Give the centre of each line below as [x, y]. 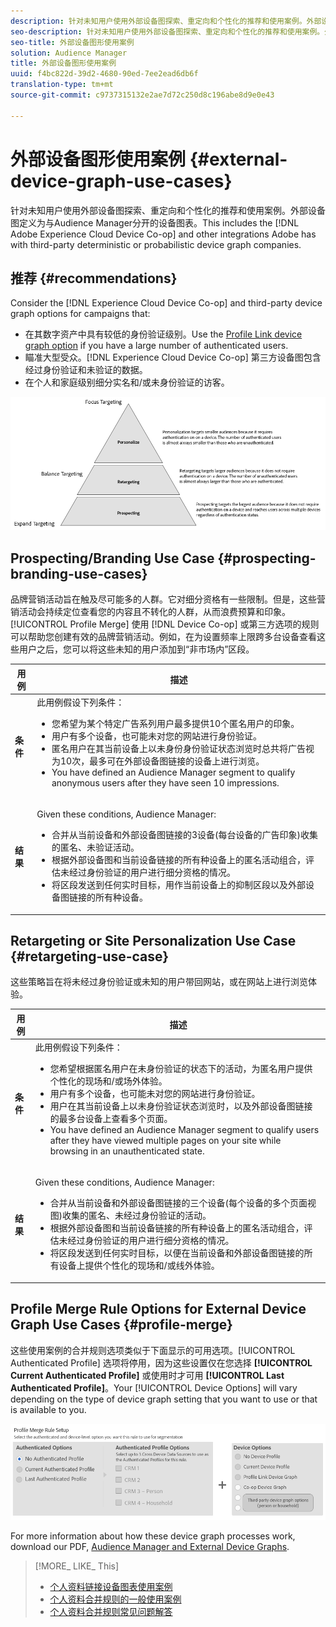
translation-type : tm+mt [62, 85]
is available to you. [48, 1409]
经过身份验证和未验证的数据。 [86, 370]
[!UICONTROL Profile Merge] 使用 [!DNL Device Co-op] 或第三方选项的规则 [165, 624]
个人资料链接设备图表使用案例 [111, 1587]
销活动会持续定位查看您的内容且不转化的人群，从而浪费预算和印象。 [150, 612]
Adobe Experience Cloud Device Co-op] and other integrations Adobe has [163, 234]
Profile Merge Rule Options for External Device [158, 1309]
